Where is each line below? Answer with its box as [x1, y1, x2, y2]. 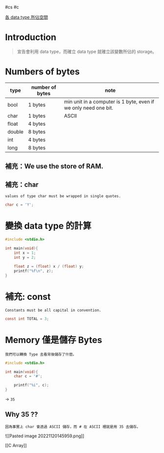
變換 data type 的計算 [5, 220, 92, 232]
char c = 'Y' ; [5, 202, 34, 208]
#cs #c [5, 4, 20, 10]
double [7, 128, 23, 135]
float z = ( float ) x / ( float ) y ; [14, 264, 84, 269]
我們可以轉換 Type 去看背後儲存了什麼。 [5, 352, 77, 357]
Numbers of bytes [5, 66, 80, 78]
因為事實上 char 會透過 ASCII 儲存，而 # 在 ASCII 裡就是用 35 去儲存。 [5, 424, 141, 429]
